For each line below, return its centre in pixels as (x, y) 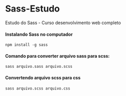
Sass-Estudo (32, 9)
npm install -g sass (27, 45)
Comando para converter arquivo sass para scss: (57, 56)
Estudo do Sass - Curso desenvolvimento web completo (63, 23)
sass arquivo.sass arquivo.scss (39, 67)
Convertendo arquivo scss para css (43, 77)
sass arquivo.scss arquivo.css (38, 88)
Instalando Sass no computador (39, 34)
